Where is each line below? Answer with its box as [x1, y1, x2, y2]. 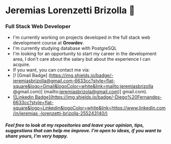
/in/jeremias [12, 110, 39, 116]
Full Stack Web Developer [5, 23, 71, 30]
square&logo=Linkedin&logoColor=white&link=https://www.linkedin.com [12, 105, 166, 111]
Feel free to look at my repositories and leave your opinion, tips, [5, 122, 144, 128]
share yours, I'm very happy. [5, 133, 68, 139]
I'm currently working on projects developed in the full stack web [12, 34, 150, 40]
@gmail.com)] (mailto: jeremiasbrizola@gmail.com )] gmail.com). [12, 89, 148, 95]
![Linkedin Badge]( [12, 94, 52, 100]
